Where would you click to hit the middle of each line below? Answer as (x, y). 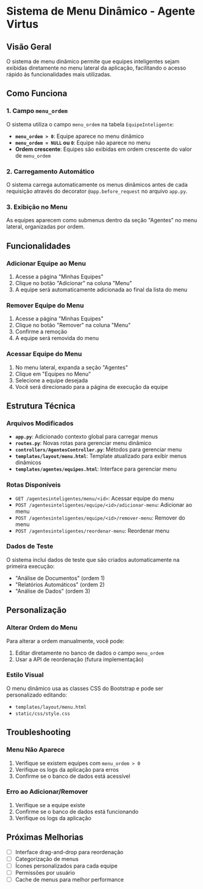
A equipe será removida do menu (57, 338)
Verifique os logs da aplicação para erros (67, 769)
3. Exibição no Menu (37, 207)
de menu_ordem (33, 155)
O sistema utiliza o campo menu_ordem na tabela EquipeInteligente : (90, 124)
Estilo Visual (25, 675)
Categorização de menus (47, 858)
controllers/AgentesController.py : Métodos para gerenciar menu (98, 449)
